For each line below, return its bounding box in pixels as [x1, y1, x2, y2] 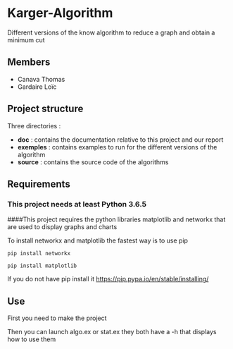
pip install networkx [7, 250, 71, 257]
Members [7, 56, 51, 68]
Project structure [7, 103, 84, 115]
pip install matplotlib [7, 262, 77, 269]
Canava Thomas [17, 75, 65, 83]
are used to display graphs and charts [7, 223, 118, 231]
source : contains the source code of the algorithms [17, 157, 169, 166]
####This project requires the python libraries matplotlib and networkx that [7, 215, 226, 224]
